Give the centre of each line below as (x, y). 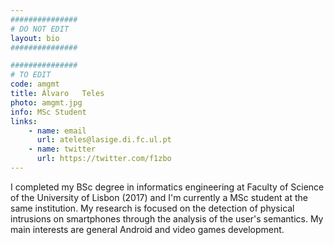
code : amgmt (35, 84)
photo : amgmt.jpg (46, 102)
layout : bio (35, 38)
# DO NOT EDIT (40, 29)
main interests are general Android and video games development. (147, 229)
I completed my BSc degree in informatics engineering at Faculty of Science (167, 187)
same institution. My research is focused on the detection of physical (152, 208)
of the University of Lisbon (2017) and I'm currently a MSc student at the (159, 197)
